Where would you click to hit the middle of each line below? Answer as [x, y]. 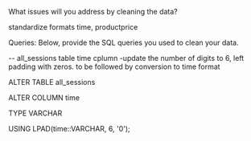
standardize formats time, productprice [73, 27]
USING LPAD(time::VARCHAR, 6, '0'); [69, 129]
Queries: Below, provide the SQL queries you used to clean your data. [123, 42]
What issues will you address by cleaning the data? [93, 12]
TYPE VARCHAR [35, 113]
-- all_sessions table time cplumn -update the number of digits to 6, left [126, 58]
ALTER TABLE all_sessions [52, 82]
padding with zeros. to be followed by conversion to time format [114, 66]
